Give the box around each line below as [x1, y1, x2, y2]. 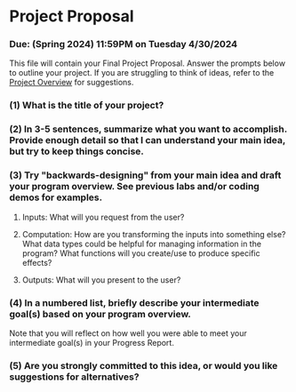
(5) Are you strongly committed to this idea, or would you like [9, 359, 278, 372]
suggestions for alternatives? [9, 371, 140, 383]
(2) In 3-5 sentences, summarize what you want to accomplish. [9, 123, 287, 135]
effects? [21, 257, 52, 268]
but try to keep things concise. [9, 145, 145, 157]
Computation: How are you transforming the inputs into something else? [21, 228, 286, 239]
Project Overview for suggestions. [9, 77, 134, 88]
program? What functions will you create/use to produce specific [21, 247, 260, 259]
